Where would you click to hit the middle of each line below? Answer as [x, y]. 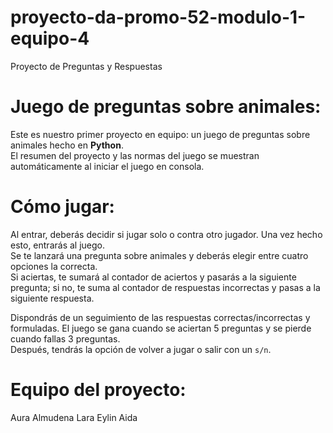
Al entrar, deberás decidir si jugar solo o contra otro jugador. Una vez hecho [166, 234]
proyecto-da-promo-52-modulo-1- [158, 17]
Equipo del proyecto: [98, 390]
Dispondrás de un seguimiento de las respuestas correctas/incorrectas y [160, 317]
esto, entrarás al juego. [57, 245]
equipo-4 [50, 38]
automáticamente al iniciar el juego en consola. [107, 166]
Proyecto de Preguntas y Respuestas [86, 66]
